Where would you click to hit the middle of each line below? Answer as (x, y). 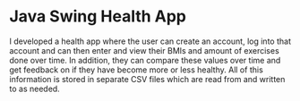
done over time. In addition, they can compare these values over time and (145, 60)
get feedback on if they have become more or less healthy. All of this (137, 70)
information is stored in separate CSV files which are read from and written (147, 79)
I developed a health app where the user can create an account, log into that (150, 41)
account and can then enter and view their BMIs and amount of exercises (144, 50)
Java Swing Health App (98, 17)
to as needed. (34, 88)
